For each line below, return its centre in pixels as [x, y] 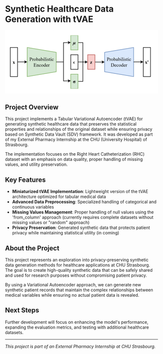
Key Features [25, 180]
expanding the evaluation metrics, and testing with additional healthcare [77, 327]
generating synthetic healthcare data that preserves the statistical [71, 124]
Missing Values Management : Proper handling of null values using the [83, 212]
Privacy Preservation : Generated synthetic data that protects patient [81, 228]
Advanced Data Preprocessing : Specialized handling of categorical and [84, 202]
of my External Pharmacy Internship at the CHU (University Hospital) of [76, 140]
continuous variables [33, 207]
